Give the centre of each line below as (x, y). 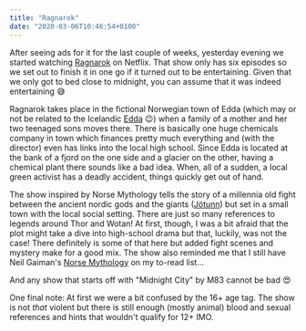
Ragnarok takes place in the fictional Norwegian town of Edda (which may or (153, 109)
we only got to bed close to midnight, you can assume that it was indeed (145, 81)
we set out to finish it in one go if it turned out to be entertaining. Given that (150, 72)
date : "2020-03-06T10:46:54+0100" (75, 26)
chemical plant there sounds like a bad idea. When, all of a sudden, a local (149, 167)
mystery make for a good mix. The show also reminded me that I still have (148, 253)
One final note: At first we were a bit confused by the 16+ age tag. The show (153, 297)
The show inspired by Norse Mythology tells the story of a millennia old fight (153, 194)
